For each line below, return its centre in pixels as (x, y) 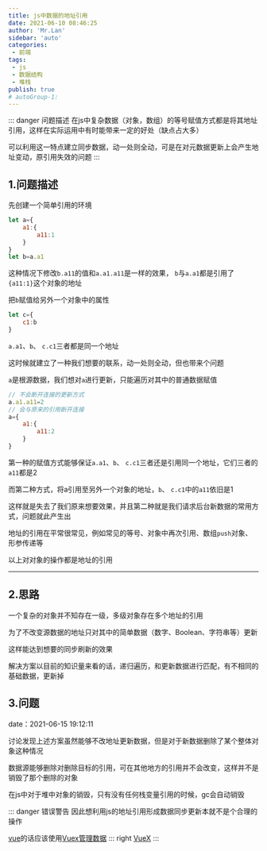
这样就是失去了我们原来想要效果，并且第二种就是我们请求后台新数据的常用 (130, 506)
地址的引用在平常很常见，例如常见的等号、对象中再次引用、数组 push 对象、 (130, 533)
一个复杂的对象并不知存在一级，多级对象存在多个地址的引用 (106, 615)
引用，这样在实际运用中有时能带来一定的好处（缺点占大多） (106, 130)
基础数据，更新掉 (36, 676)
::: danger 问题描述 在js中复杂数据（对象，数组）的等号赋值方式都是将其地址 (133, 121)
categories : (28, 45)
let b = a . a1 (26, 257)
